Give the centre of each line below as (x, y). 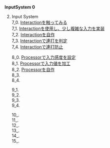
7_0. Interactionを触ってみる (39, 22)
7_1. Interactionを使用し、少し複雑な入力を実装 (58, 28)
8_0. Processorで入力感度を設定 (44, 57)
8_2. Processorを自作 (33, 70)
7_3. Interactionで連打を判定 (39, 41)
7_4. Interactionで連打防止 (37, 47)
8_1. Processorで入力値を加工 (41, 63)
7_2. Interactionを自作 (33, 35)
